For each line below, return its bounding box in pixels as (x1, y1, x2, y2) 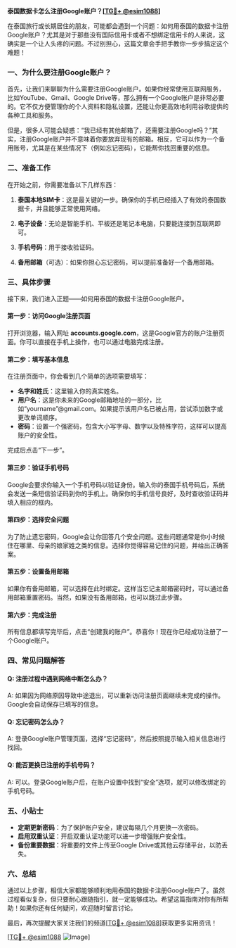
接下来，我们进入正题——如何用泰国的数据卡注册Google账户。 (7, 294, 188, 303)
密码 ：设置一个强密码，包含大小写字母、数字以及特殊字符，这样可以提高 (17, 422, 227, 431)
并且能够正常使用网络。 (36, 204, 104, 213)
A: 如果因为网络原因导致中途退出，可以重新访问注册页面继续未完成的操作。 (7, 691, 225, 700)
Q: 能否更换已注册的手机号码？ (7, 761, 96, 769)
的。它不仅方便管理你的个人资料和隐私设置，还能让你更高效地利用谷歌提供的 (7, 102, 229, 111)
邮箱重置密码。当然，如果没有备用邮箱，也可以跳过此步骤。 (13, 593, 186, 601)
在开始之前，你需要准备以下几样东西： (7, 180, 118, 189)
